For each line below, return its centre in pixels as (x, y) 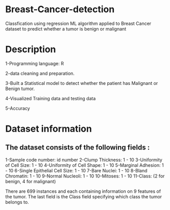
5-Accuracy (18, 108)
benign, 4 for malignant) (31, 181)
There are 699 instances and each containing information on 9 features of (83, 191)
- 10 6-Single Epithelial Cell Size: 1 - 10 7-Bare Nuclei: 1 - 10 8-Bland (76, 170)
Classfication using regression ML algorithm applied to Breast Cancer (78, 23)
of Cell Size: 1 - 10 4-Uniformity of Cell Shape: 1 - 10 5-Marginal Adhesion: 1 (85, 165)
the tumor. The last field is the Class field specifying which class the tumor (84, 196)
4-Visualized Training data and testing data (51, 98)
